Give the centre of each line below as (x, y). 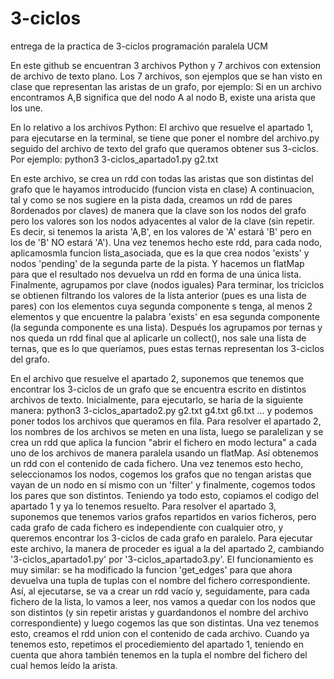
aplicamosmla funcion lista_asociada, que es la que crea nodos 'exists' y (160, 253)
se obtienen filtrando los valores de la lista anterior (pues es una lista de (158, 295)
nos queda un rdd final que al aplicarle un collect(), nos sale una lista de (158, 338)
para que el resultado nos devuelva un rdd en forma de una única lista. (156, 274)
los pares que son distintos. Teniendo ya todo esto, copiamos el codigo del (164, 495)
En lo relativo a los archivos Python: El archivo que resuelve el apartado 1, (161, 127)
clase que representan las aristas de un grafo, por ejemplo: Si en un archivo (166, 86)
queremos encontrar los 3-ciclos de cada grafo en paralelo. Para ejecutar (161, 538)
